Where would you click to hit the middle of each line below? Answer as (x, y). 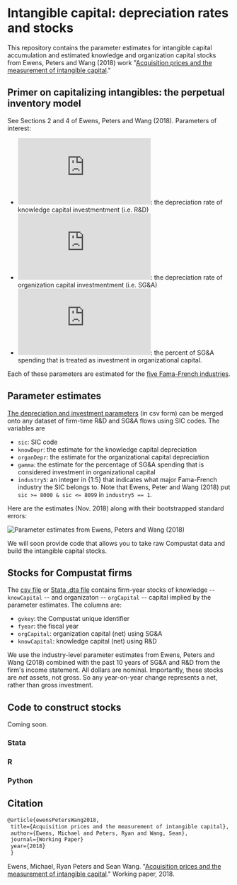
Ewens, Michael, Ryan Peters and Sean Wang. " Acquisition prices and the (114, 867)
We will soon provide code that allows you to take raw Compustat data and (116, 543)
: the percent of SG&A (182, 353)
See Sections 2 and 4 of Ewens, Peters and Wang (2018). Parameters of (112, 120)
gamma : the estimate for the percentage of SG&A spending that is (111, 464)
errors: (17, 515)
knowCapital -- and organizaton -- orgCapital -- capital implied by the (109, 598)
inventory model (44, 104)
